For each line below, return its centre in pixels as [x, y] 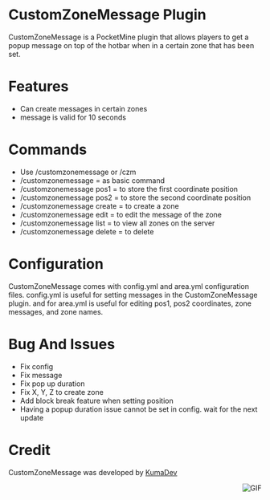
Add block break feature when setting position [97, 400]
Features [39, 87]
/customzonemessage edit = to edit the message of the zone [121, 214]
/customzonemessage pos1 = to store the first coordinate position [129, 189]
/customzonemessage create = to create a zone [99, 205]
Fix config [37, 366]
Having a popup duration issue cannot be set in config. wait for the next [139, 409]
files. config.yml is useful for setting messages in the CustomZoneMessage [133, 295]
